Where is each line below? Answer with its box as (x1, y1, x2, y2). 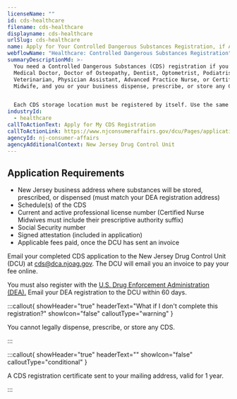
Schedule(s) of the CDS (17, 201, 87, 209)
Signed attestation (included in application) (17, 231, 143, 239)
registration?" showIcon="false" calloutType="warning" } (7, 309, 174, 318)
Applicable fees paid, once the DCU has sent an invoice (17, 238, 180, 247)
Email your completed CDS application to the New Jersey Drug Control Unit (7, 252, 226, 261)
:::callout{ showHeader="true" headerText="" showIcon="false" (7, 350, 193, 359)
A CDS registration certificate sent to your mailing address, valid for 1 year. (7, 371, 224, 380)
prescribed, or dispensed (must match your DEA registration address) (17, 193, 220, 202)
